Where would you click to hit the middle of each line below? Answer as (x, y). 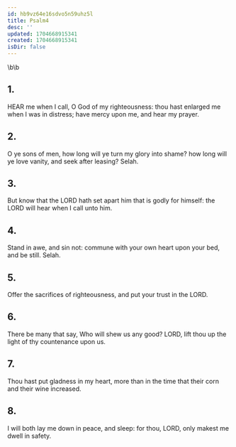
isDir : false (27, 47)
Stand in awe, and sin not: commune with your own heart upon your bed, (114, 248)
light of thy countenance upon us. (57, 341)
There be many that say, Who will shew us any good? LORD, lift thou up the (117, 334)
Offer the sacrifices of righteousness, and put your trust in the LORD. (108, 295)
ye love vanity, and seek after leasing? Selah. (73, 161)
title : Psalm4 (28, 21)
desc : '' (20, 27)
